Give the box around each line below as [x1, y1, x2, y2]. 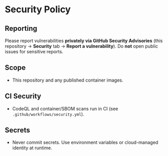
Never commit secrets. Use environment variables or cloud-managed [12, 140, 158, 146]
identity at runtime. [12, 145, 52, 151]
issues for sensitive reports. [5, 49, 64, 54]
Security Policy [5, 4, 71, 15]
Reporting [5, 24, 37, 33]
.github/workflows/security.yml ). [12, 111, 85, 117]
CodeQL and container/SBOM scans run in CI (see [12, 105, 118, 111]
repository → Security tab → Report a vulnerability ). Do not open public [5, 43, 158, 49]
